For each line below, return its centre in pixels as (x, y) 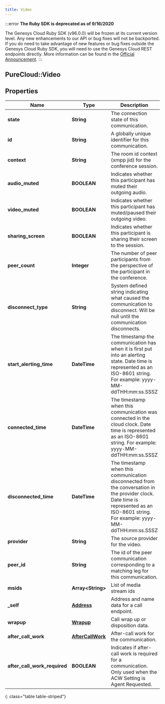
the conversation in (133, 487)
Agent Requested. (131, 684)
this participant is (131, 233)
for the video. (126, 544)
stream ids (123, 591)
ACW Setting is (128, 678)
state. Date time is (131, 361)
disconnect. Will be (133, 310)
